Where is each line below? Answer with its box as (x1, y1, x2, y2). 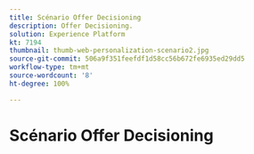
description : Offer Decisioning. (9, 21, 134, 30)
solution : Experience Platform (9, 29, 126, 38)
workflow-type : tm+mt (9, 63, 90, 72)
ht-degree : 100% (9, 79, 70, 88)
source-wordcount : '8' (9, 71, 94, 80)
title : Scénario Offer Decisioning (9, 12, 142, 22)
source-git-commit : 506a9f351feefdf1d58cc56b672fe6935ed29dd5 (9, 54, 245, 63)
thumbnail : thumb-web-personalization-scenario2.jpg (9, 46, 209, 55)
